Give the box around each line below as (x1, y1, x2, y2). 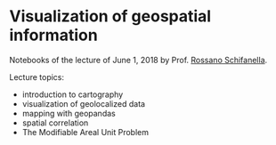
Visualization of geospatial (9, 6, 212, 27)
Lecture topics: (9, 71, 65, 82)
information (9, 25, 98, 45)
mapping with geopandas (21, 108, 116, 118)
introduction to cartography (21, 89, 124, 100)
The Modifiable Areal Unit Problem (21, 126, 150, 137)
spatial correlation (21, 117, 89, 128)
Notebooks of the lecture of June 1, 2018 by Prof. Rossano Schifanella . (9, 54, 268, 65)
